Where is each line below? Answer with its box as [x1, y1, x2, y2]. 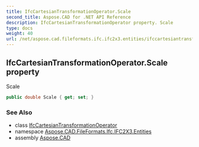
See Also [6, 108, 33, 116]
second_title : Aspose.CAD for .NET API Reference [6, 14, 131, 20]
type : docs [6, 25, 33, 31]
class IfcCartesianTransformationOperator [14, 122, 117, 129]
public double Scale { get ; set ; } [6, 94, 94, 100]
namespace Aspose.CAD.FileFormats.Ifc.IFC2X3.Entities [14, 128, 152, 135]
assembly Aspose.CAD [14, 134, 71, 141]
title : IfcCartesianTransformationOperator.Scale [6, 8, 131, 15]
